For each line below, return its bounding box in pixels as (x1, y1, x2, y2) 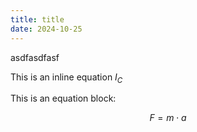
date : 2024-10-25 (10, 24, 83, 34)
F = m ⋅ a (149, 112, 187, 124)
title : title (10, 14, 65, 25)
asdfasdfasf (10, 51, 60, 63)
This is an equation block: (10, 92, 117, 105)
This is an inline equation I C (10, 71, 123, 85)
